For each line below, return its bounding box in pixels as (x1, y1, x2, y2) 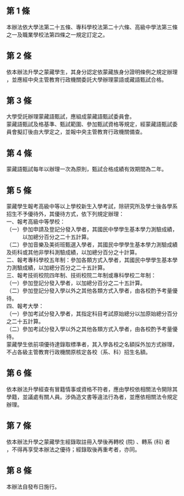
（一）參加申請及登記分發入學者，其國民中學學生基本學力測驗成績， (6, 226, 178, 233)
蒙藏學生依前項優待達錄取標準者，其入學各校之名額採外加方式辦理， (6, 341, 178, 348)
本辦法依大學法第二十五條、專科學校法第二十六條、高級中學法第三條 (6, 23, 178, 31)
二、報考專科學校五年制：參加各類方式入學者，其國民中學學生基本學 (6, 257, 178, 264)
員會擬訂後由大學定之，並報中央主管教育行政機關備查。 (6, 128, 145, 136)
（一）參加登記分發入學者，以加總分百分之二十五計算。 (6, 279, 145, 287)
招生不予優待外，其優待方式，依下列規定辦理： (6, 211, 124, 218)
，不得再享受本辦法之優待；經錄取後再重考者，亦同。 (6, 446, 141, 453)
